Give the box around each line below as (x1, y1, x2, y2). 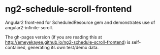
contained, (5, 44, 27, 50)
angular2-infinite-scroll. (5, 24, 53, 30)
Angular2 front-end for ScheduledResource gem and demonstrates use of (5, 19, 155, 25)
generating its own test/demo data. (28, 44, 99, 50)
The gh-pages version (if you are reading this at (5, 34, 102, 40)
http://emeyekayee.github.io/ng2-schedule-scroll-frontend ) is (5, 39, 130, 45)
